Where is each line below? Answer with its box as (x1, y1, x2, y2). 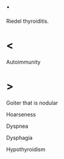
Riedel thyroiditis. (6, 17, 49, 25)
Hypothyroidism (6, 145, 46, 153)
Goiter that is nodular (6, 99, 59, 106)
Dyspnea (6, 122, 29, 130)
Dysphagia (6, 134, 33, 141)
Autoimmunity (6, 58, 41, 65)
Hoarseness (6, 110, 36, 118)
